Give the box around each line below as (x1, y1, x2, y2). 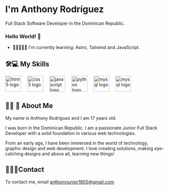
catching (5, 151, 24, 157)
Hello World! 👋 (5, 33, 41, 40)
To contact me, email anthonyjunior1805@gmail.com (5, 178, 115, 185)
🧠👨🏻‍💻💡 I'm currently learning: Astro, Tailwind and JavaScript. (12, 44, 140, 51)
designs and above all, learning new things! (24, 151, 115, 157)
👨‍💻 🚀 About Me (5, 102, 53, 110)
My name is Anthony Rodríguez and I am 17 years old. (5, 115, 117, 121)
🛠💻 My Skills (5, 60, 49, 68)
